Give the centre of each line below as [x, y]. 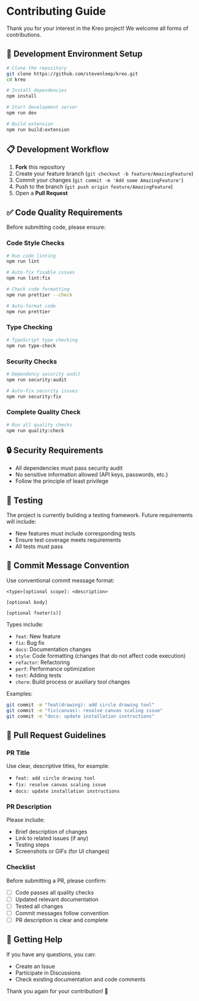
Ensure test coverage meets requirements [68, 540]
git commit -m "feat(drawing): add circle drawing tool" [81, 705]
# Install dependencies [37, 91]
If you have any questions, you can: [51, 954]
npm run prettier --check [39, 295]
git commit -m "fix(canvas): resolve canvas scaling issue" [85, 710]
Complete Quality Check [43, 412]
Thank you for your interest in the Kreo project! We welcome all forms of [97, 28]
